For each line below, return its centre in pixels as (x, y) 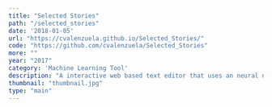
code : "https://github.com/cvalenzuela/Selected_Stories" (108, 46)
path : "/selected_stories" (54, 23)
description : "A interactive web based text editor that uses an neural (134, 76)
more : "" (23, 53)
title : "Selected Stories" (54, 16)
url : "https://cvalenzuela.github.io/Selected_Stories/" (106, 38)
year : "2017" (30, 61)
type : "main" (30, 91)
